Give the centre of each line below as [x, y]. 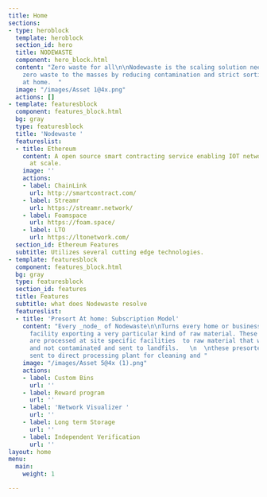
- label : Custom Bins [58, 378]
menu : [17, 459]
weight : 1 [39, 474]
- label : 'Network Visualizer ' [76, 408]
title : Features [42, 297]
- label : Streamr [51, 200]
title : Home [28, 16]
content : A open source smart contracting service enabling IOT [131, 156]
